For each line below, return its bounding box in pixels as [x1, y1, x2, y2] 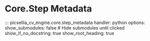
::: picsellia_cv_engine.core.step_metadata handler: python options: [5, 19, 145, 25]
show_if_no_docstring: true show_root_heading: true [5, 30, 115, 36]
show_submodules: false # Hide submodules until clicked [5, 24, 125, 30]
